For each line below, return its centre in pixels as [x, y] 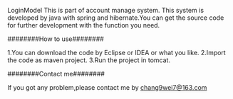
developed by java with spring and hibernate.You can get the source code [116, 18]
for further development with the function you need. [84, 25]
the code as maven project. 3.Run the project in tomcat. [89, 60]
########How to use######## [56, 39]
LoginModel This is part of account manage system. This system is [106, 10]
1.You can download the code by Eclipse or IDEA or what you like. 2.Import [116, 53]
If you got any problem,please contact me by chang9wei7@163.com [107, 87]
